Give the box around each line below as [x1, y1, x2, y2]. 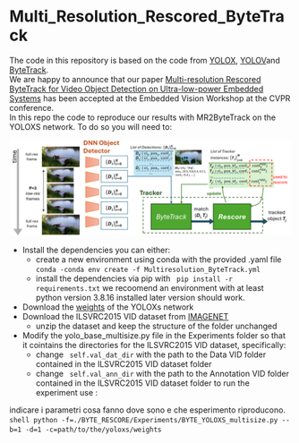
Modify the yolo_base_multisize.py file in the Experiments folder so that [21, 330, 286, 341]
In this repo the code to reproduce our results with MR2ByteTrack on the [9, 112, 276, 123]
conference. [9, 102, 55, 113]
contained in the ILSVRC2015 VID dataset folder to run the [35, 378, 251, 388]
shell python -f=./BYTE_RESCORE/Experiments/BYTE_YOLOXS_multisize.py [9, 416, 278, 425]
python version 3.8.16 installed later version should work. [35, 293, 245, 303]
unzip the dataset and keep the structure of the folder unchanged [35, 320, 278, 332]
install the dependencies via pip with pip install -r [35, 273, 234, 284]
